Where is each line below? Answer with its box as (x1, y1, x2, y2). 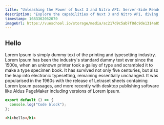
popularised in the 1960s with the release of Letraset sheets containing (5, 78, 148, 83)
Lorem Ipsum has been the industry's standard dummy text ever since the (5, 57, 154, 63)
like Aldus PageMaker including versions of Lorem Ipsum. (5, 88, 121, 94)
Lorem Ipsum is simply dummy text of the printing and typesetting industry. (5, 52, 156, 58)
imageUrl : (5, 21, 25, 26)
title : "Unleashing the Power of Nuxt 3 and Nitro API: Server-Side (5, 7, 147, 12)
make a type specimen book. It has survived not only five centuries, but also (5, 67, 159, 73)
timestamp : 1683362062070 (5, 16, 58, 21)
